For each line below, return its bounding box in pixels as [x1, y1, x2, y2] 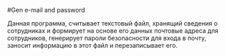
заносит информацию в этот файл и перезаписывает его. [7, 41, 178, 49]
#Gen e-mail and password [7, 6, 86, 14]
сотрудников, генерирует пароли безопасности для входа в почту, [7, 34, 207, 42]
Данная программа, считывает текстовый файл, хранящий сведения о [7, 19, 218, 27]
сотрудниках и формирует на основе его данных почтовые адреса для [7, 27, 219, 35]
